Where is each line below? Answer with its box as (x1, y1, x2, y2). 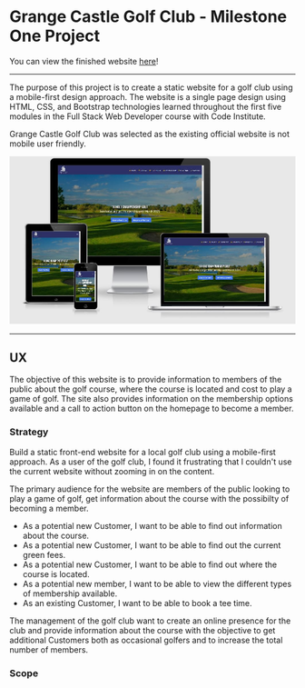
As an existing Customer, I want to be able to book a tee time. (22, 597, 252, 608)
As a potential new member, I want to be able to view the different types (22, 578, 292, 589)
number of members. (9, 643, 89, 655)
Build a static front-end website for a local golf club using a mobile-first (9, 446, 277, 457)
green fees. (22, 549, 66, 560)
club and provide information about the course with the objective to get (9, 624, 276, 635)
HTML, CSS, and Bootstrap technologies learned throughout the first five (9, 101, 282, 112)
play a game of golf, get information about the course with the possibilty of (9, 493, 290, 504)
